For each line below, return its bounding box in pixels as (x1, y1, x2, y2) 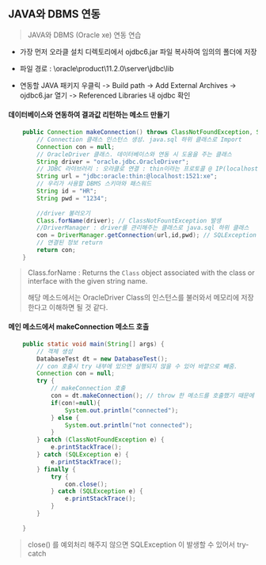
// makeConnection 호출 (50, 384, 126, 392)
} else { (50, 414, 80, 422)
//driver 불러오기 (36, 209, 91, 217)
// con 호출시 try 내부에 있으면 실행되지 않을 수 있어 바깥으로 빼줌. (36, 362, 238, 370)
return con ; (36, 246, 77, 254)
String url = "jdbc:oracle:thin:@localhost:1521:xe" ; (36, 173, 218, 181)
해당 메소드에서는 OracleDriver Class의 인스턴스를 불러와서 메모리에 (27, 292, 240, 302)
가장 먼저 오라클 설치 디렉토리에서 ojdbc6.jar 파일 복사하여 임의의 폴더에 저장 (19, 47, 257, 56)
